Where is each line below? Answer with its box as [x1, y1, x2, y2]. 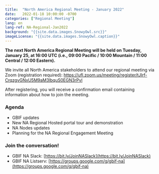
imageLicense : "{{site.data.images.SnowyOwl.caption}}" [5, 34, 120, 39]
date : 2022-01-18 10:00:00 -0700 [5, 12, 77, 16]
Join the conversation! [5, 142, 59, 149]
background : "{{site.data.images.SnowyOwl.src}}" [5, 29, 107, 34]
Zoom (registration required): [5, 72, 63, 78]
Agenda [5, 103, 24, 110]
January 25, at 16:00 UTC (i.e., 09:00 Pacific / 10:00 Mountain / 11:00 [5, 52, 147, 58]
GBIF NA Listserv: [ [12, 158, 50, 164]
